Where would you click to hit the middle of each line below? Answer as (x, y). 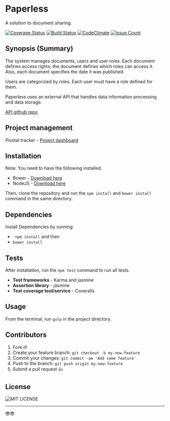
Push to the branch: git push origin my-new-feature (68, 363)
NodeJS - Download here (39, 184)
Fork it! (20, 347)
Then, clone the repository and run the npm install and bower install (78, 193)
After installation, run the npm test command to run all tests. (68, 270)
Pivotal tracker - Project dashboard (42, 140)
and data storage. (24, 102)
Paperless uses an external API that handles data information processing (81, 96)
